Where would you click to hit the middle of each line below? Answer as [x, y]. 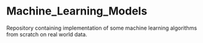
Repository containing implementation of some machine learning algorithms [102, 28]
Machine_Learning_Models [77, 11]
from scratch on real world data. [47, 34]
